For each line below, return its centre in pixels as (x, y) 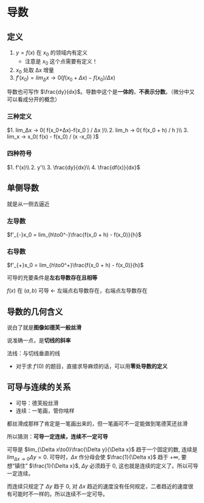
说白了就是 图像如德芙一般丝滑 (44, 327)
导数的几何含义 (35, 312)
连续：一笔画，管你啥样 (45, 411)
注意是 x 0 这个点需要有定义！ (61, 62)
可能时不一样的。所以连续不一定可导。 (60, 494)
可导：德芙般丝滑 (37, 403)
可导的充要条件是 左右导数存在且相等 (52, 278)
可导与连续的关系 (39, 387)
